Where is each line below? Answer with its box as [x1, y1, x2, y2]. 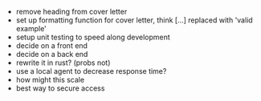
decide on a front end [15, 41, 88, 50]
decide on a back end [15, 50, 88, 59]
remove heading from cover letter [15, 7, 128, 16]
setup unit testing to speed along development [15, 32, 170, 42]
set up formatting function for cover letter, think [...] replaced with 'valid [15, 15, 253, 25]
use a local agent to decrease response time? [15, 67, 167, 75]
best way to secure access [15, 83, 105, 93]
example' [15, 24, 47, 33]
